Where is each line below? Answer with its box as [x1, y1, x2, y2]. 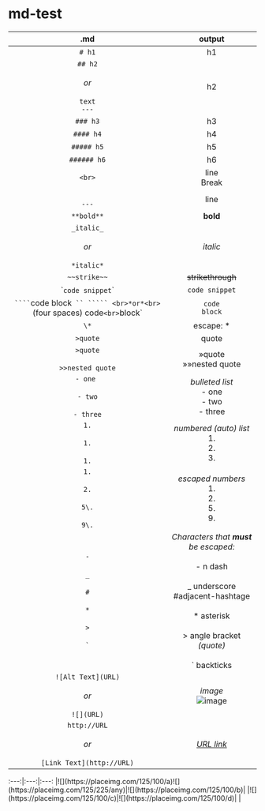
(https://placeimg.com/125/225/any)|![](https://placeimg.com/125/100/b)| [8, 785, 246, 794]
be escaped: [188, 541, 235, 552]
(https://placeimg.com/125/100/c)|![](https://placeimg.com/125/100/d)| [8, 793, 237, 802]
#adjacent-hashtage [173, 590, 251, 601]
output [198, 33, 225, 44]
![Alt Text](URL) [54, 672, 121, 681]
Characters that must [171, 531, 252, 542]
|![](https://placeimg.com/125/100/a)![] [54, 776, 181, 786]
